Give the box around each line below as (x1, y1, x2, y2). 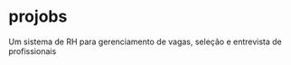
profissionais (8, 45, 57, 56)
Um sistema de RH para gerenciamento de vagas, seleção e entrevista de (8, 36, 282, 47)
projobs (8, 6, 68, 27)
